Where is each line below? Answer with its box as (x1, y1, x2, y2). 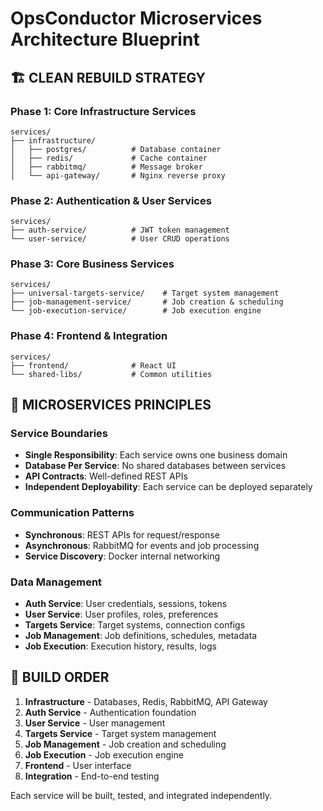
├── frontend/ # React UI (10, 360, 177, 371)
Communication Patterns (10, 506, 135, 520)
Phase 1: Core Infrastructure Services (10, 104, 197, 118)
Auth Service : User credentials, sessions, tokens (24, 598, 228, 610)
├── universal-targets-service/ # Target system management (10, 288, 280, 299)
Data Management (10, 575, 103, 589)
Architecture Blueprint (10, 28, 200, 51)
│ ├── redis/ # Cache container (10, 153, 208, 163)
